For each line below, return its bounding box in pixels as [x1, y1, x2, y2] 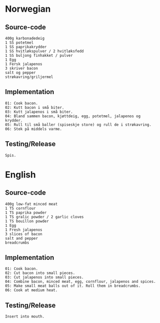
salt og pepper [5, 70, 36, 75]
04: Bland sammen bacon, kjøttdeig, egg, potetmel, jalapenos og [5, 114, 140, 119]
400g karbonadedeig [5, 36, 45, 41]
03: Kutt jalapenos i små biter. [5, 109, 73, 114]
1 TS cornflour [5, 206, 36, 211]
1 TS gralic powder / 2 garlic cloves [5, 214, 84, 219]
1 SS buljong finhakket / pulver [5, 53, 73, 58]
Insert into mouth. [5, 314, 45, 319]
